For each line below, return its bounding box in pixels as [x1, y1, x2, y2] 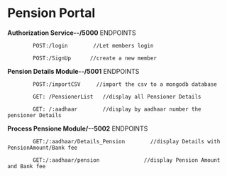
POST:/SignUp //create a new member [33, 55, 157, 62]
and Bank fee [7, 163, 46, 170]
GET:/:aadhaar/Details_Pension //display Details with [33, 138, 221, 145]
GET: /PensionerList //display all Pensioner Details [33, 93, 201, 100]
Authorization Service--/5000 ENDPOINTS [7, 28, 136, 37]
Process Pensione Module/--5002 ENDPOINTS [7, 124, 148, 133]
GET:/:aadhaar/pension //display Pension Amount [33, 156, 221, 164]
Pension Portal [7, 5, 96, 21]
